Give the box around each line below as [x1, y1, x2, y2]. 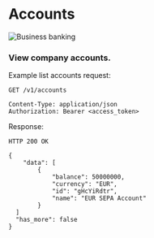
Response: [8, 122, 45, 132]
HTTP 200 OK [8, 137, 49, 146]
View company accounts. [8, 52, 111, 63]
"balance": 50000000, [51, 173, 126, 181]
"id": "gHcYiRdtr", [51, 188, 118, 196]
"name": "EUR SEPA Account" [51, 194, 148, 203]
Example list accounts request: [8, 71, 111, 80]
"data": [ [23, 159, 57, 167]
